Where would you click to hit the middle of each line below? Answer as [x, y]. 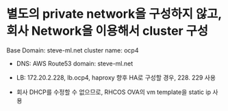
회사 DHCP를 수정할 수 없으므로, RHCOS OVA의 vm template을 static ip [114, 92]
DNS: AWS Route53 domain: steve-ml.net [75, 63]
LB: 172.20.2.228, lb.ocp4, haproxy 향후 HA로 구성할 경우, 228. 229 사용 [116, 77]
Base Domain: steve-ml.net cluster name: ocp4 [73, 50]
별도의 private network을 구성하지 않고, [114, 14]
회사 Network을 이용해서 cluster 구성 [107, 31]
